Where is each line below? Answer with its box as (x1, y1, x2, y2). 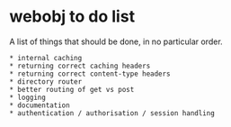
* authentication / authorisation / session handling (9, 108, 216, 118)
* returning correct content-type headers (9, 69, 171, 78)
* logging (9, 93, 47, 102)
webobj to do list (9, 6, 136, 27)
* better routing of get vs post (9, 85, 135, 94)
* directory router (9, 77, 83, 86)
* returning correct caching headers (9, 61, 151, 70)
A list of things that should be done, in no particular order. (9, 36, 223, 47)
